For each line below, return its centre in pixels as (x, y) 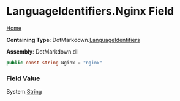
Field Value (23, 78)
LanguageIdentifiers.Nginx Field (90, 11)
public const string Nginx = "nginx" (54, 63)
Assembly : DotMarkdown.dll (43, 51)
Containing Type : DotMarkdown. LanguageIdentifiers (73, 40)
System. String (24, 92)
